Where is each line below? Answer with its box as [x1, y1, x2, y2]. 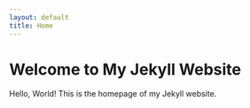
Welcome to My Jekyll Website [9, 59, 242, 80]
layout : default [9, 12, 69, 22]
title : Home [9, 21, 53, 30]
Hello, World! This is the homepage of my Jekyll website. [9, 89, 217, 99]
